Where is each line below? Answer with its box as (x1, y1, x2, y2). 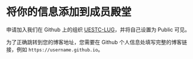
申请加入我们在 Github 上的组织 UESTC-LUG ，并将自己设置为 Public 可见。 (6, 26, 191, 33)
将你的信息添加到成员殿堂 (6, 5, 132, 19)
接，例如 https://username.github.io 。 (6, 45, 104, 53)
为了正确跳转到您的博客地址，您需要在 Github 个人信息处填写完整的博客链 (6, 38, 188, 45)
